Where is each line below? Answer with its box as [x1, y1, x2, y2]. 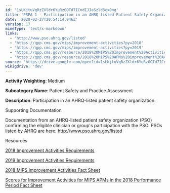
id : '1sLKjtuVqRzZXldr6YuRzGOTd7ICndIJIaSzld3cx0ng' [5, 7, 119, 13]
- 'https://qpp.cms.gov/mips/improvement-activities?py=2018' [10, 41, 144, 46]
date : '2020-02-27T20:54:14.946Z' [5, 17, 78, 22]
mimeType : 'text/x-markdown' [5, 26, 67, 31]
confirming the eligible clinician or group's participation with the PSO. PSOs [5, 123, 162, 129]
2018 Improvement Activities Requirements [5, 147, 95, 153]
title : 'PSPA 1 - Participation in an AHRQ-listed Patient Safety [5, 12, 148, 17]
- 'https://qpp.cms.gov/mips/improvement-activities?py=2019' [10, 45, 144, 50]
